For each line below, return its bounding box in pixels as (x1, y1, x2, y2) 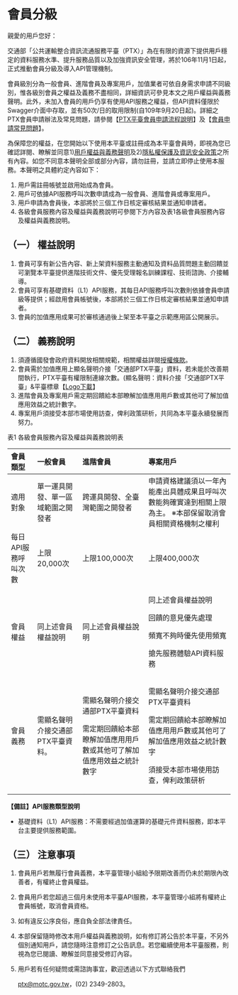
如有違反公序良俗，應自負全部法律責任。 (17, 917, 136, 925)
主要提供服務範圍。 (23, 826, 80, 834)
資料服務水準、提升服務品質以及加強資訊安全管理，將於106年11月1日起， (19, 55, 230, 64)
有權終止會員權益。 (36, 878, 93, 886)
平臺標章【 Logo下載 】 (34, 382, 99, 391)
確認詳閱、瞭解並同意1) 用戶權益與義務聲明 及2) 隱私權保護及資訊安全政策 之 (7, 147, 223, 156)
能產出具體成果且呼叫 (148, 486, 220, 496)
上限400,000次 (148, 553, 200, 563)
